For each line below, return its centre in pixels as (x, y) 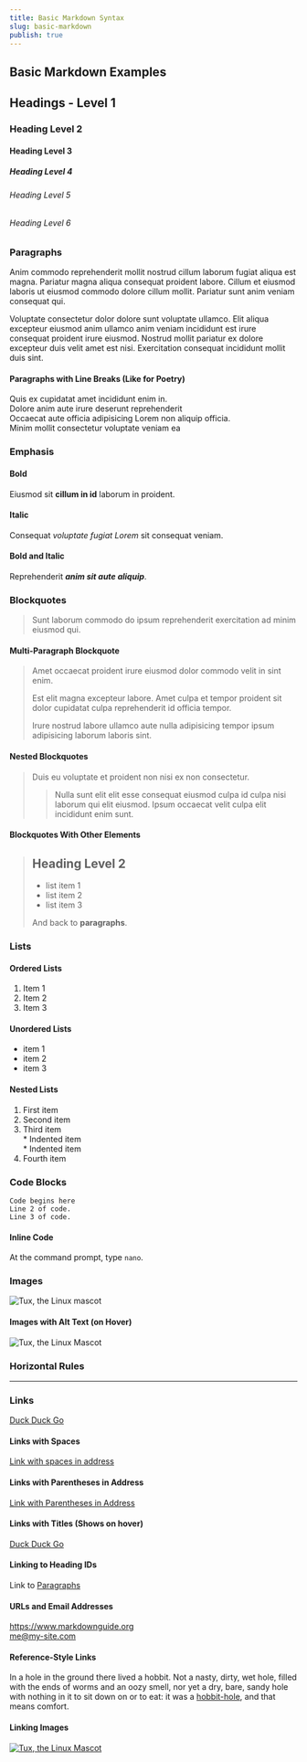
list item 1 (63, 886)
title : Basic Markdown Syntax (67, 18)
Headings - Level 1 (63, 103)
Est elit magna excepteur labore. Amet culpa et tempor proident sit (157, 698)
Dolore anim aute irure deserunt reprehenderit (96, 409)
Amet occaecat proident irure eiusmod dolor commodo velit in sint (156, 671)
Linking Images (39, 1727)
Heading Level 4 (41, 172)
